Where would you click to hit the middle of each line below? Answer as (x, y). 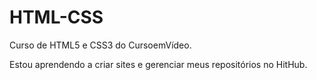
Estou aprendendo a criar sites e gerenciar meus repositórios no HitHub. (158, 64)
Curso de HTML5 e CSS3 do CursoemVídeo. (100, 45)
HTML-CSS (56, 17)
